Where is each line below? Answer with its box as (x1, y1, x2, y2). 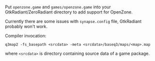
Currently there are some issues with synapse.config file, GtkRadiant (5, 19, 142, 24)
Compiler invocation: (5, 33, 46, 38)
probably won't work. (5, 24, 47, 29)
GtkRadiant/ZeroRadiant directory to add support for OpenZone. (5, 9, 133, 15)
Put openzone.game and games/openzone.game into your (5, 4, 111, 10)
